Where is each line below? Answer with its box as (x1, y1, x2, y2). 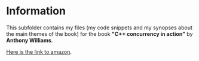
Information (6, 4, 66, 18)
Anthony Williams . (6, 36, 53, 44)
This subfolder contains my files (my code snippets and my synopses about (6, 24, 192, 31)
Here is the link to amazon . (6, 48, 72, 55)
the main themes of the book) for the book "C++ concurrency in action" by (6, 30, 193, 37)
